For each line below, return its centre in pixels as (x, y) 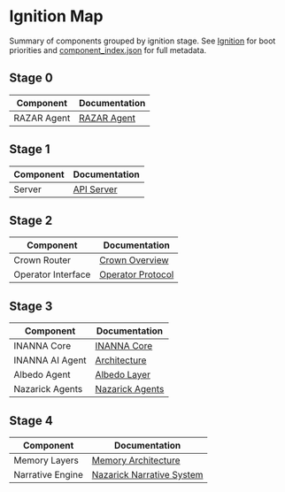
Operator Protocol (136, 274)
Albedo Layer (123, 375)
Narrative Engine (49, 475)
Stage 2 (31, 220)
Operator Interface (52, 274)
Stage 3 (31, 306)
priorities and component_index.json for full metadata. (108, 50)
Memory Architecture (136, 460)
